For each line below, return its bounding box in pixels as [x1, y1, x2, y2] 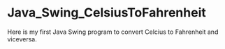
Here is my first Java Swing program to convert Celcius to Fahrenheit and [7, 28, 219, 36]
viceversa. [7, 35, 37, 43]
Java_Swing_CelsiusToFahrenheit [7, 5, 206, 21]
